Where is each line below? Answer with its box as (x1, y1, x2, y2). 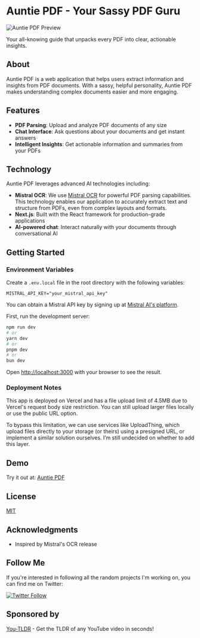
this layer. (6, 441, 30, 448)
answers (14, 134, 36, 142)
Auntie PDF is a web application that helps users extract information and (6, 75, 184, 82)
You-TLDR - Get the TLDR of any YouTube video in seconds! (6, 625, 154, 632)
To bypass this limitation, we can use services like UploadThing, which (6, 422, 180, 429)
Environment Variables (6, 265, 74, 273)
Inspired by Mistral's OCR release (14, 540, 97, 547)
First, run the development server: (6, 313, 90, 320)
